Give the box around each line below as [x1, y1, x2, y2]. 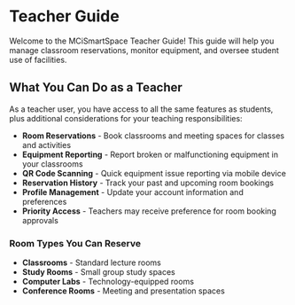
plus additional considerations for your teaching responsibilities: [9, 113, 243, 123]
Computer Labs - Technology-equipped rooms [21, 277, 195, 287]
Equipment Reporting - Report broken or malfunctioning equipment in [21, 149, 279, 160]
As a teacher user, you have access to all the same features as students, [9, 104, 274, 114]
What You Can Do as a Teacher [9, 80, 183, 95]
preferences [21, 196, 67, 207]
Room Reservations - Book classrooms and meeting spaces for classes [21, 130, 285, 141]
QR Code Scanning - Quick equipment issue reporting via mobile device [21, 168, 286, 178]
